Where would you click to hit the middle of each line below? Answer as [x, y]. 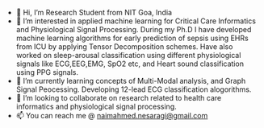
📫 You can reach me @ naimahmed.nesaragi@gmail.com [112, 116]
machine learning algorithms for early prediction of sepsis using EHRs [132, 38]
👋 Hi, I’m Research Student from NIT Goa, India [94, 12]
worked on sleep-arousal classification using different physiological [128, 55]
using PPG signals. [47, 72]
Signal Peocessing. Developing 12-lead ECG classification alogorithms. [134, 89]
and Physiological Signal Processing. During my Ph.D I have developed [134, 29]
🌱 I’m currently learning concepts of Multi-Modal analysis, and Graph [131, 81]
